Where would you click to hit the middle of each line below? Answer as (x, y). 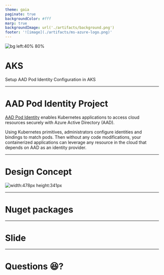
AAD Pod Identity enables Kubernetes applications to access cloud (72, 117)
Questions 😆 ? (34, 266)
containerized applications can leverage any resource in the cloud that (76, 142)
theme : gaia (17, 10)
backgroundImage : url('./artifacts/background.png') (60, 28)
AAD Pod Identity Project (57, 104)
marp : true (16, 23)
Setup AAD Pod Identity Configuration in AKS (51, 79)
